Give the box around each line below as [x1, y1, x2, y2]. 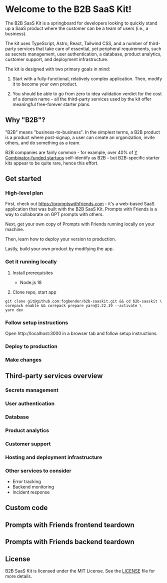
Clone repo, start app [12, 289, 56, 295]
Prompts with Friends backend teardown [5, 537, 135, 546]
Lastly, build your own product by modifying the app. [5, 246, 114, 252]
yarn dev [5, 307, 23, 312]
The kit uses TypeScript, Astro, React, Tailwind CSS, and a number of [5, 40, 148, 46]
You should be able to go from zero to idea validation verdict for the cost [12, 90, 162, 96]
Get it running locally [5, 258, 57, 265]
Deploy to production [5, 342, 57, 349]
